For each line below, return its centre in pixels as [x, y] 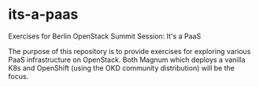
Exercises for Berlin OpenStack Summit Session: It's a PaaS [105, 36]
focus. [18, 76]
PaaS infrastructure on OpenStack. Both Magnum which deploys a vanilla [127, 60]
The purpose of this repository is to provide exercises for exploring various [129, 51]
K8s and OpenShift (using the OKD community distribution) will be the [121, 67]
